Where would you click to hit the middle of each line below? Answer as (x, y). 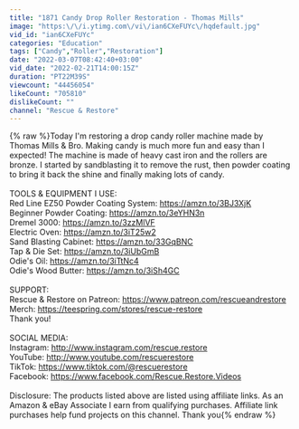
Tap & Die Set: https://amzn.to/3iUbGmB (84, 252)
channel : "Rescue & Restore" (64, 110)
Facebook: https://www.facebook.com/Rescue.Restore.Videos (126, 377)
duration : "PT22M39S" (50, 77)
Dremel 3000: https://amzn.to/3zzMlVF (82, 223)
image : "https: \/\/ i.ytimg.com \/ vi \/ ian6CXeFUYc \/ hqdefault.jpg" (135, 26)
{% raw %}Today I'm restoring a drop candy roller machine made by (136, 136)
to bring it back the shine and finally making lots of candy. (117, 175)
